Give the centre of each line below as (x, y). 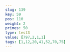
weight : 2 (15, 24)
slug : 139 (15, 10)
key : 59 (13, 14)
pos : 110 (14, 19)
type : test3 (17, 33)
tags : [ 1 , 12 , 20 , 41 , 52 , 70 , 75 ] (35, 42)
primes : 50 (16, 28)
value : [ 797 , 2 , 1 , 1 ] (25, 38)
